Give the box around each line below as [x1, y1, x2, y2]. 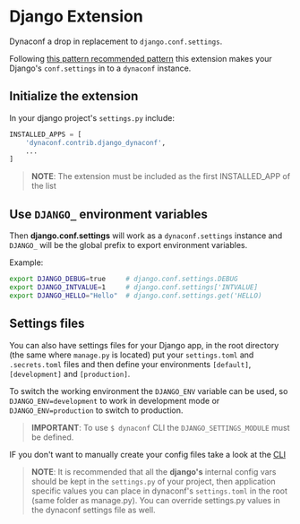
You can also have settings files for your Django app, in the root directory [9, 339, 279, 350]
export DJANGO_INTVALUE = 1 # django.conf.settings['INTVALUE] [9, 282, 258, 292]
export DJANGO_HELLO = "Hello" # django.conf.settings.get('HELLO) [9, 291, 262, 300]
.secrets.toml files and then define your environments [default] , [9, 358, 252, 369]
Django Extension [9, 6, 143, 27]
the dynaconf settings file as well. [30, 504, 156, 515]
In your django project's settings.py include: [9, 112, 175, 123]
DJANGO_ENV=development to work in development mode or [9, 395, 220, 406]
